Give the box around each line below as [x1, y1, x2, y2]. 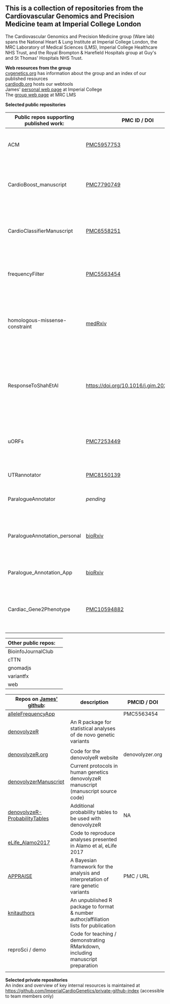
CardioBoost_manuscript [8, 181, 67, 188]
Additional [70, 802, 95, 809]
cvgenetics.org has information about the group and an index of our [5, 70, 147, 76]
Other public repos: [8, 639, 56, 646]
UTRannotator [8, 471, 41, 478]
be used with [70, 815, 101, 822]
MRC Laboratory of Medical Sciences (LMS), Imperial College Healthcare [5, 44, 158, 50]
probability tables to [70, 808, 118, 815]
